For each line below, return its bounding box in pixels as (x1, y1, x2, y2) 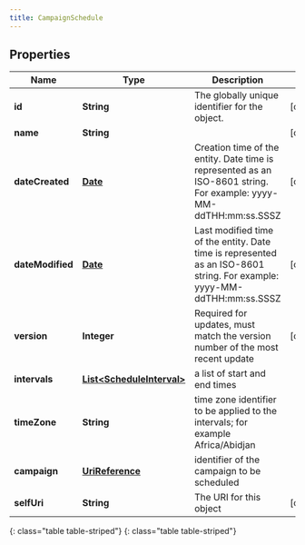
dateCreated (14, 175, 70, 188)
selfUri (14, 497, 44, 510)
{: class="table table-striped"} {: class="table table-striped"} (9, 526, 237, 537)
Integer (82, 330, 115, 342)
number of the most (193, 342, 279, 354)
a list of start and (193, 367, 266, 380)
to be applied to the (193, 405, 278, 418)
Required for (193, 307, 248, 320)
